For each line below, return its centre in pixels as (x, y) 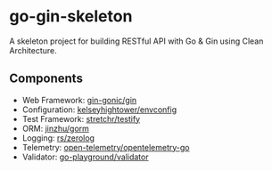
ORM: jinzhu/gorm (55, 128)
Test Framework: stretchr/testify (81, 118)
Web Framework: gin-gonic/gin (79, 100)
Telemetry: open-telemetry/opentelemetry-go (106, 147)
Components (46, 79)
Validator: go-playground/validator (85, 157)
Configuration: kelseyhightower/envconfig (99, 110)
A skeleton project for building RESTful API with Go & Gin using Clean (136, 41)
